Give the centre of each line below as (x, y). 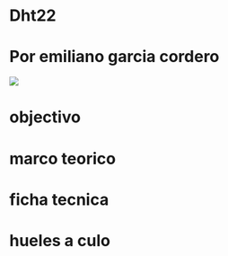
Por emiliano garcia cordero (114, 57)
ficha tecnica (59, 199)
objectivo (45, 117)
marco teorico (63, 159)
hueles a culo (60, 240)
